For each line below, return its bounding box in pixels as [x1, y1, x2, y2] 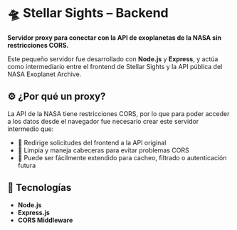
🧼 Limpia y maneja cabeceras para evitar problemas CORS [17, 146, 190, 155]
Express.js [17, 208, 50, 216]
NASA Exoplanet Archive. [7, 70, 82, 78]
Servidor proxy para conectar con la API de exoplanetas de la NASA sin [7, 33, 222, 42]
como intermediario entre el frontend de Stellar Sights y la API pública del [7, 62, 223, 70]
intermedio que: [7, 125, 54, 133]
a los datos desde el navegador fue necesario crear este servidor [7, 117, 199, 125]
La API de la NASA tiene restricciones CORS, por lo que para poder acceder [7, 109, 230, 117]
